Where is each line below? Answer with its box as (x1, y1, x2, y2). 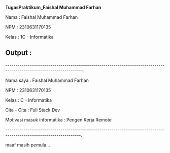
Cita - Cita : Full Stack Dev (5, 107, 60, 113)
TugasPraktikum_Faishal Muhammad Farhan (5, 5, 101, 10)
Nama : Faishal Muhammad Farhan (5, 14, 78, 20)
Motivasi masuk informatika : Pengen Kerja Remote (5, 116, 112, 123)
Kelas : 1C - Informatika (5, 34, 54, 40)
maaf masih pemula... (5, 142, 50, 148)
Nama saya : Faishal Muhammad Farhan (5, 77, 89, 83)
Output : (5, 48, 32, 57)
